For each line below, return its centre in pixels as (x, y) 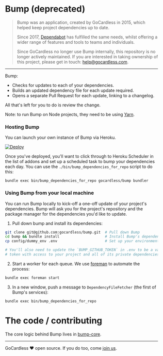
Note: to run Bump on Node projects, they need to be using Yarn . (70, 114)
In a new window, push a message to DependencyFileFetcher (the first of (84, 287)
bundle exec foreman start (32, 278)
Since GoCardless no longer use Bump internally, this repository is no (86, 51)
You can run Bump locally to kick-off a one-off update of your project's (76, 203)
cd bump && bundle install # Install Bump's (72, 237)
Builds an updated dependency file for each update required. (73, 90)
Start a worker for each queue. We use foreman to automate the (76, 264)
